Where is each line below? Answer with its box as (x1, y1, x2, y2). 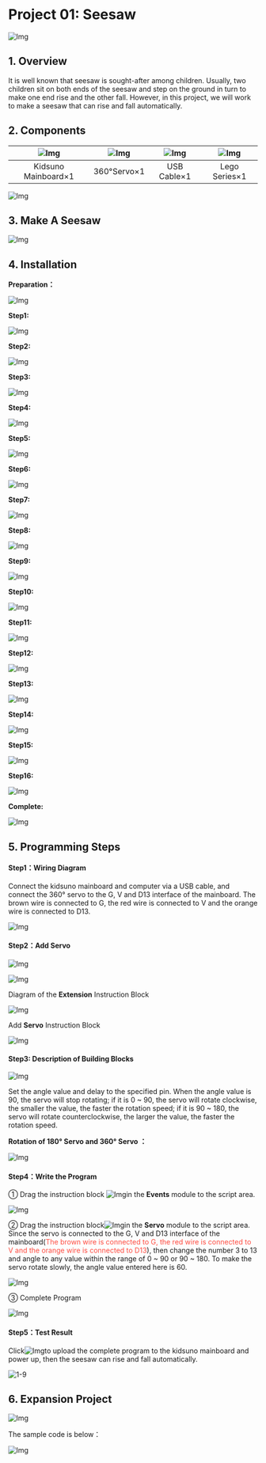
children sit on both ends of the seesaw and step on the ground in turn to (8, 84, 247, 93)
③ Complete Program (8, 1293, 82, 1303)
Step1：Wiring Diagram (8, 863, 86, 872)
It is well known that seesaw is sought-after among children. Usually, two (8, 75, 247, 85)
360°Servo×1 (93, 165, 145, 177)
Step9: (8, 557, 32, 566)
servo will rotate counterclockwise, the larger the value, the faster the (8, 1112, 235, 1122)
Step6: (8, 465, 32, 474)
